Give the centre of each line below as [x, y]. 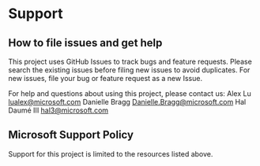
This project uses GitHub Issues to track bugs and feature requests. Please [130, 61]
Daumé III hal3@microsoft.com [58, 110]
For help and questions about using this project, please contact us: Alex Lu [130, 94]
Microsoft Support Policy [71, 135]
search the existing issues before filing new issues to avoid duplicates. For [129, 70]
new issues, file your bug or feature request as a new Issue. [106, 78]
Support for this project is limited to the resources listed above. [111, 153]
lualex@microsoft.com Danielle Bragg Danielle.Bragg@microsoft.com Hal [127, 102]
